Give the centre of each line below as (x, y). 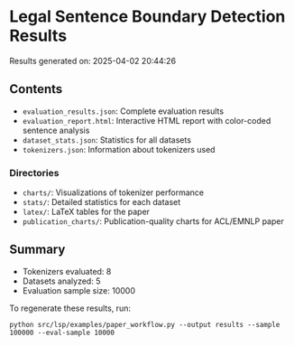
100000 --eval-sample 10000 (62, 332)
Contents (36, 89)
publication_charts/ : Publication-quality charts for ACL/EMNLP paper (153, 221)
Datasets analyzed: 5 (61, 281)
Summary (37, 250)
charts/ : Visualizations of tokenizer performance (113, 192)
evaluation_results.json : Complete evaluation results (123, 111)
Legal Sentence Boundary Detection (147, 17)
